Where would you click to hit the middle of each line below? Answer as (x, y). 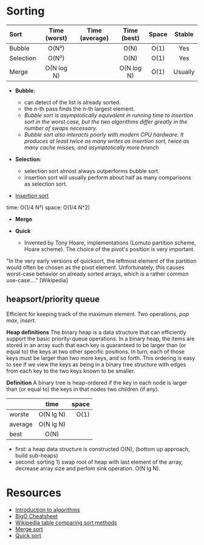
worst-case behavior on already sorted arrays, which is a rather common (98, 274)
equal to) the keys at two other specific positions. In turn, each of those (96, 351)
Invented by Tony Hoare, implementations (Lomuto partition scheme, (110, 242)
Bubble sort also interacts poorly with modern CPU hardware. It (104, 134)
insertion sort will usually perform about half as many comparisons (107, 177)
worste (19, 414)
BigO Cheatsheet (36, 516)
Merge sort (29, 529)
